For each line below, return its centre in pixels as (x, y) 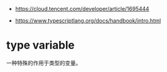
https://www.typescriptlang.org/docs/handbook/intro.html (88, 20)
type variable (41, 45)
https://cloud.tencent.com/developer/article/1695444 (82, 9)
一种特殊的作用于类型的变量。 (44, 63)
